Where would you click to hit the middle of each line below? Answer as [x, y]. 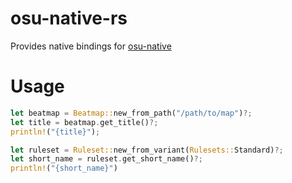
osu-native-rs [69, 18]
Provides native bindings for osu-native [91, 46]
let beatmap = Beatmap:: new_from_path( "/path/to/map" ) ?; [131, 113]
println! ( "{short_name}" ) [64, 168]
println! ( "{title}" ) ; [55, 132]
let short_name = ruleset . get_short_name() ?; [106, 159]
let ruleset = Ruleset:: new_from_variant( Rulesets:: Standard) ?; [147, 150]
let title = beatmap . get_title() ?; [84, 122]
